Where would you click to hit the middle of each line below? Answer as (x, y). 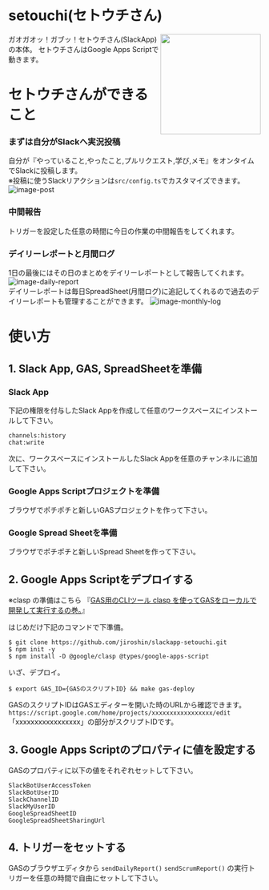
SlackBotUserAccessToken (50, 786)
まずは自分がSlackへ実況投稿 (64, 142)
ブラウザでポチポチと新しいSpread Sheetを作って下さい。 (104, 552)
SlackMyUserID (32, 807)
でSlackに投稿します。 (45, 171)
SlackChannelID (34, 800)
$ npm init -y (32, 650)
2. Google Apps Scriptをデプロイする (101, 580)
